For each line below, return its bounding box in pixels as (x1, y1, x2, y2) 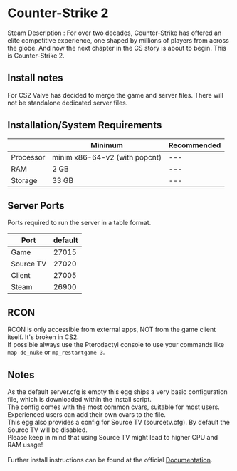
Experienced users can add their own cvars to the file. (7, 410, 166, 418)
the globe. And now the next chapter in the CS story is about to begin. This (7, 43, 226, 52)
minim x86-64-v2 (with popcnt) (52, 152, 162, 162)
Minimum (90, 140, 123, 150)
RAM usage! (7, 440, 43, 449)
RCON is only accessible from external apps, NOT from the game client (7, 326, 216, 334)
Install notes (7, 72, 63, 84)
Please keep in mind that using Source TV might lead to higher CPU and (7, 433, 218, 441)
